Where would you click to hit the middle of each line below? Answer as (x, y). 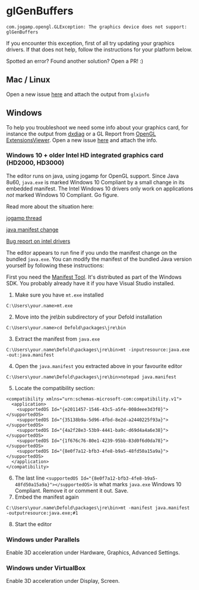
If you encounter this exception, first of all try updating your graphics (90, 43)
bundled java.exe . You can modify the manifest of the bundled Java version (99, 259)
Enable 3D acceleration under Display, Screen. (63, 581)
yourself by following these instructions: (55, 265)
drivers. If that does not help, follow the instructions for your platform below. (99, 50)
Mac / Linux (28, 80)
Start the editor (33, 524)
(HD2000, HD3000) (35, 163)
